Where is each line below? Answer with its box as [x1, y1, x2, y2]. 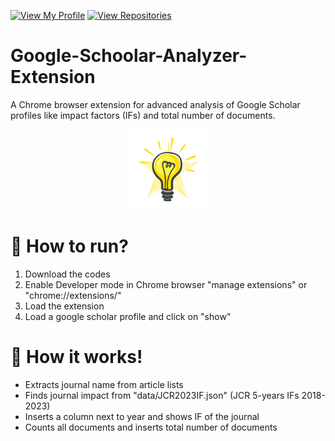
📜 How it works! [10, 346, 143, 369]
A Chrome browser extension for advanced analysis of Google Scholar [10, 98, 301, 110]
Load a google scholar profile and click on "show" [24, 310, 232, 322]
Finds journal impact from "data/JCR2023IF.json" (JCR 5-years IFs [24, 389, 300, 401]
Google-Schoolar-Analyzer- [10, 45, 248, 67]
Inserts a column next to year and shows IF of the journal [24, 410, 260, 422]
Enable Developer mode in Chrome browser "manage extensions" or [24, 278, 308, 290]
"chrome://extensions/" [24, 289, 122, 301]
